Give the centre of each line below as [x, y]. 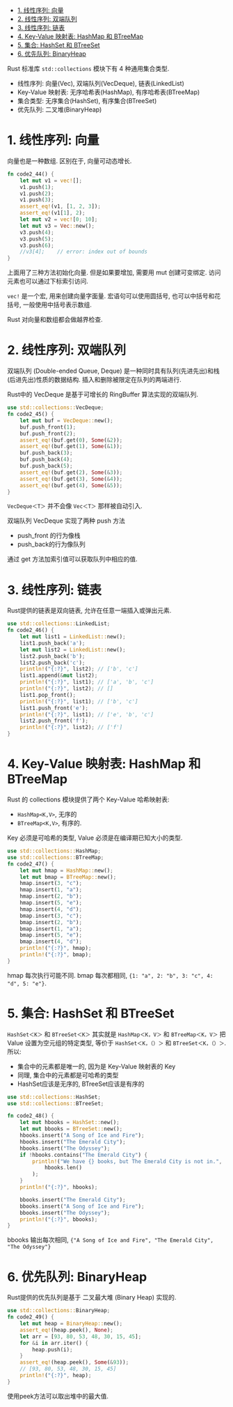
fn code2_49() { [31, 1317]
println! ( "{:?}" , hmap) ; [56, 948]
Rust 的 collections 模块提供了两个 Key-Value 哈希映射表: [88, 799]
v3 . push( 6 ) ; [37, 245]
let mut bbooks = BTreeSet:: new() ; [71, 1129]
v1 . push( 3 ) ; [37, 200]
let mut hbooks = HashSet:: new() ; [70, 1123]
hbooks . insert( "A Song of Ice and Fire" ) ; [82, 1136]
